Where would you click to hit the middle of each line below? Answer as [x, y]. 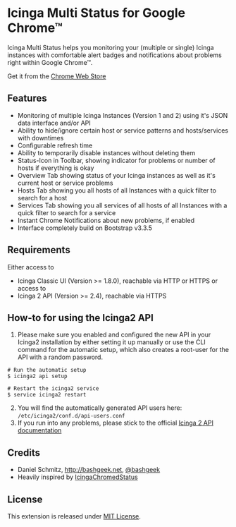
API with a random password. [60, 357]
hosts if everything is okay [56, 168]
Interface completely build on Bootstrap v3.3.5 [85, 228]
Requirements [39, 250]
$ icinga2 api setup [38, 376]
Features [27, 98]
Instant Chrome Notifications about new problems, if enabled [106, 220]
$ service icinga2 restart [47, 395]
